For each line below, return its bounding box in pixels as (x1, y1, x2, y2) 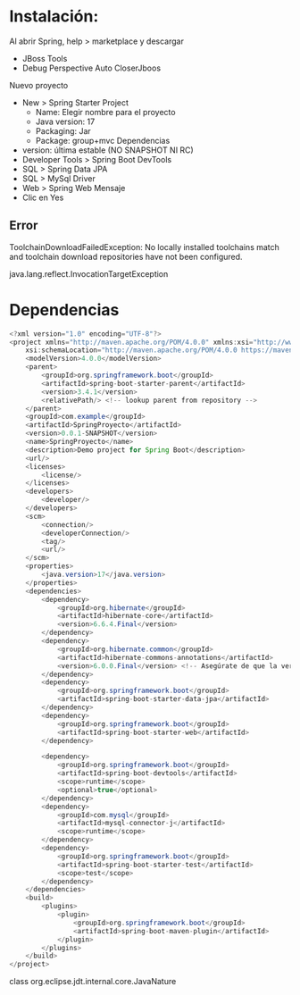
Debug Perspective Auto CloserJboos (21, 63, 162, 73)
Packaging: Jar (35, 125, 91, 136)
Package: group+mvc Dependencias (35, 135, 171, 146)
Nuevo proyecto (9, 79, 69, 90)
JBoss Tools (21, 53, 68, 63)
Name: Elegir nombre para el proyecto (35, 106, 176, 117)
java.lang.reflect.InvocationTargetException (9, 268, 169, 279)
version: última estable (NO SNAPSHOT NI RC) (21, 145, 194, 155)
